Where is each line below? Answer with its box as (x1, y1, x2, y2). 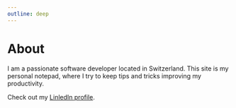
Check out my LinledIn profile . (7, 92, 96, 101)
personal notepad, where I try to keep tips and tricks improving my (7, 71, 202, 80)
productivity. (7, 79, 45, 88)
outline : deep (7, 10, 50, 18)
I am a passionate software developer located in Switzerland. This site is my (7, 64, 229, 73)
